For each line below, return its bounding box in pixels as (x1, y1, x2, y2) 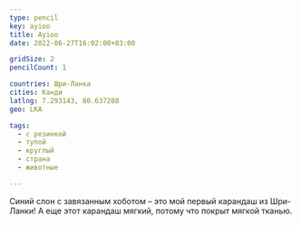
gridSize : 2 (9, 55, 54, 64)
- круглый (17, 146, 54, 155)
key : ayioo (9, 22, 51, 31)
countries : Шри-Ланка (9, 80, 92, 89)
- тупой (17, 137, 47, 147)
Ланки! (9, 205, 36, 216)
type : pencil (9, 13, 59, 23)
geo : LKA (9, 105, 43, 114)
